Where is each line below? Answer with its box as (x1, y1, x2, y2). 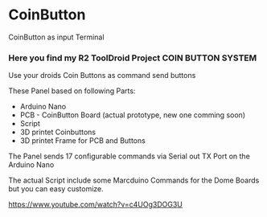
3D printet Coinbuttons (19, 127, 97, 137)
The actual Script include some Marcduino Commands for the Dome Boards (8, 175, 260, 186)
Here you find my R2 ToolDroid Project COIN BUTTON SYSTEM (8, 52, 257, 63)
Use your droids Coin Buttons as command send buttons (8, 71, 196, 80)
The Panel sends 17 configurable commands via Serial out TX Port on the (8, 151, 251, 162)
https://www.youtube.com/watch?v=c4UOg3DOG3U (8, 199, 183, 210)
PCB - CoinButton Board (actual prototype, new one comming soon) (19, 110, 246, 120)
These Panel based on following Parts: (8, 86, 136, 96)
